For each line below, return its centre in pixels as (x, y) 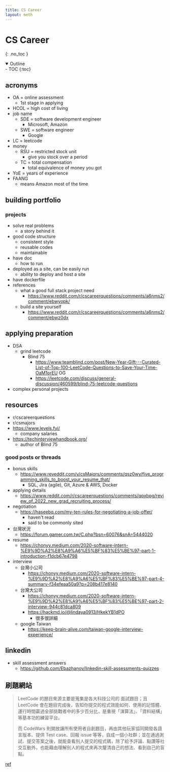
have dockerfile (29, 279)
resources (22, 405)
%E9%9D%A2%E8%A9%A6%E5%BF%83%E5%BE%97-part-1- (88, 551)
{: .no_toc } (17, 54)
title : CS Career (24, 10)
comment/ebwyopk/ (49, 301)
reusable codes (36, 247)
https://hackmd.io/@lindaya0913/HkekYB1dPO (76, 612)
